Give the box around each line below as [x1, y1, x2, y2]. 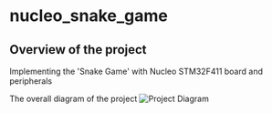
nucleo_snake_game [9, 5, 169, 26]
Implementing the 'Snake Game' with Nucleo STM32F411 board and [9, 66, 263, 77]
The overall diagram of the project [9, 93, 138, 104]
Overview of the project [9, 42, 148, 57]
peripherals [9, 76, 53, 87]
